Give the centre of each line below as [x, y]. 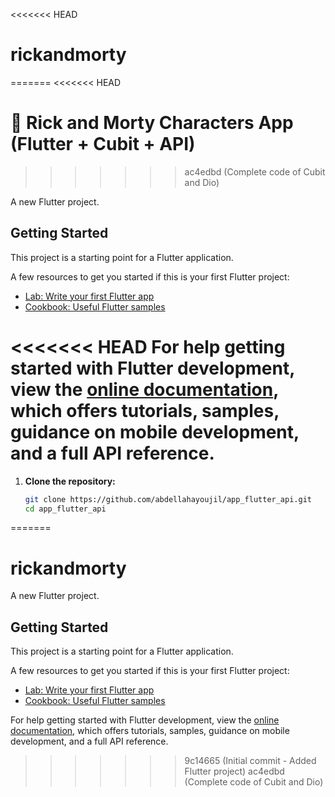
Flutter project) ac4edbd [234, 771]
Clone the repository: [70, 481]
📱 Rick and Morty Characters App [152, 123]
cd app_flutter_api [65, 509]
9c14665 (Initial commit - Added [250, 761]
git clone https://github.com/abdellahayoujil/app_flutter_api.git [168, 499]
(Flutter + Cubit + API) [103, 144]
